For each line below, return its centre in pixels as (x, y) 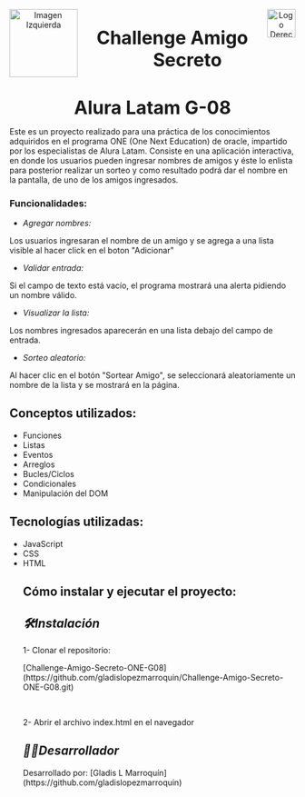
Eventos (38, 454)
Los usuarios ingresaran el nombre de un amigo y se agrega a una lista (142, 240)
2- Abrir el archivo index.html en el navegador (108, 722)
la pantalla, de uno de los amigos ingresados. (94, 179)
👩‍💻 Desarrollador (71, 751)
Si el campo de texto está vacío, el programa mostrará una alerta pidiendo (148, 285)
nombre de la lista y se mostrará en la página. (94, 384)
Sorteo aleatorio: (54, 357)
